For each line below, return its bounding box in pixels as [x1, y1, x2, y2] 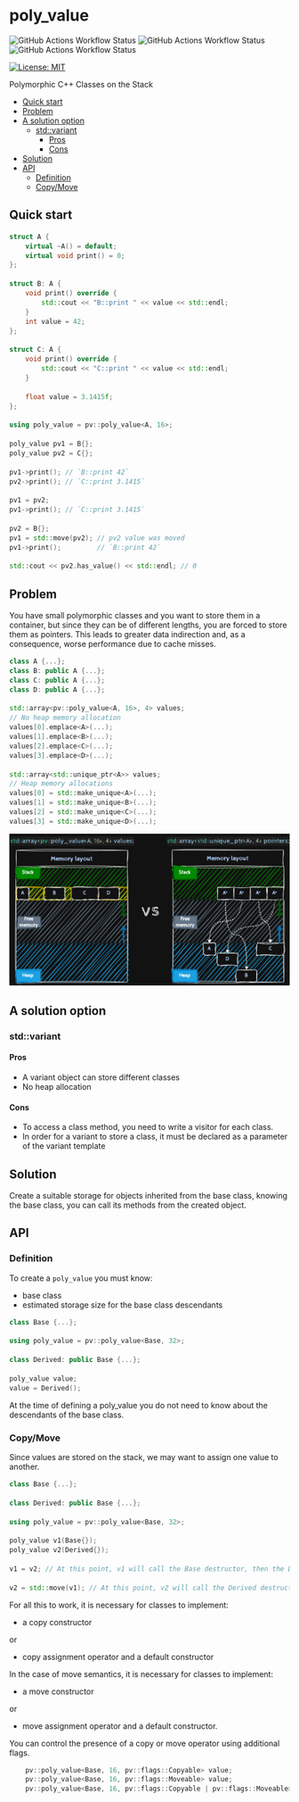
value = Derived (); [9, 1383, 82, 1392]
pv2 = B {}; [9, 524, 50, 533]
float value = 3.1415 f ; [25, 392, 114, 402]
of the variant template [21, 1141, 106, 1151]
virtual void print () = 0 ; [25, 251, 125, 260]
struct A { [9, 232, 50, 241]
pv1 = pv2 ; [9, 496, 50, 505]
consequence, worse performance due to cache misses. [9, 639, 216, 650]
